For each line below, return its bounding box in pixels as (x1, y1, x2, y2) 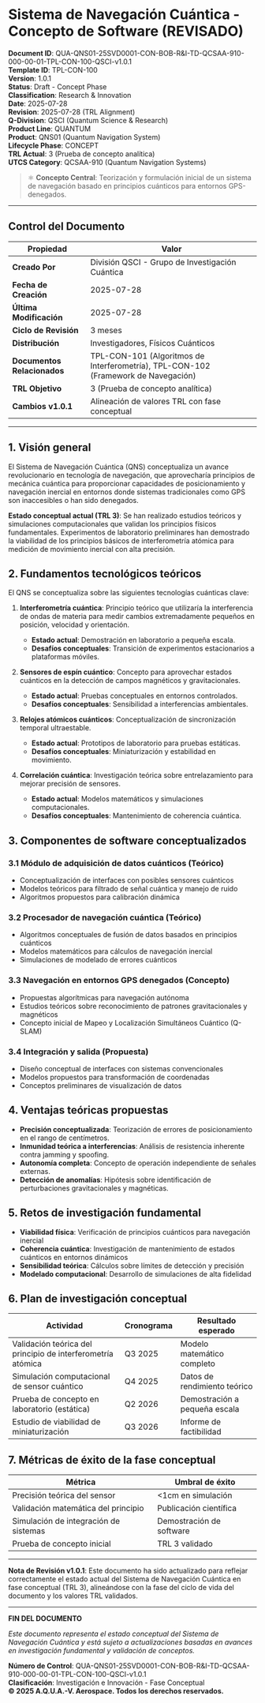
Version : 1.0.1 (8, 73, 51, 83)
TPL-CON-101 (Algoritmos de (90, 350, 205, 361)
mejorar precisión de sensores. (19, 779, 121, 789)
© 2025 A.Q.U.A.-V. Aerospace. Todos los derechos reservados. (8, 1686, 224, 1696)
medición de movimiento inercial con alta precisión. (8, 544, 176, 553)
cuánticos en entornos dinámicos (19, 1252, 129, 1262)
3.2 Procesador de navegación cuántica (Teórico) (8, 912, 202, 923)
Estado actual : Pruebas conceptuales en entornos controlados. (31, 691, 238, 700)
